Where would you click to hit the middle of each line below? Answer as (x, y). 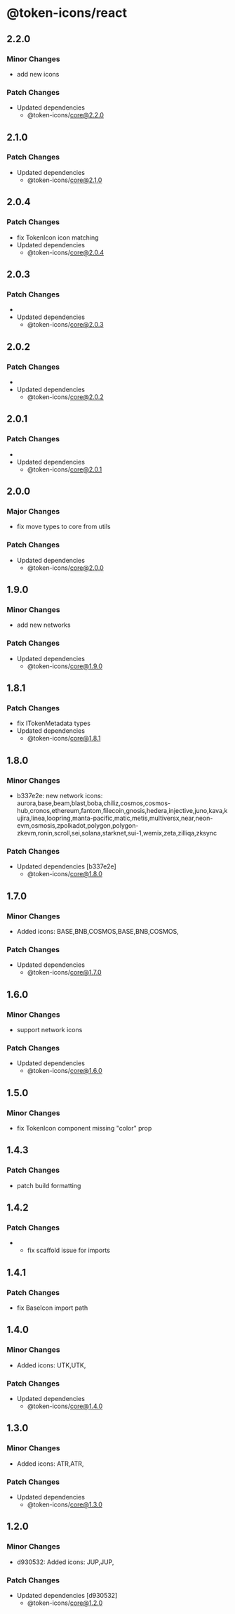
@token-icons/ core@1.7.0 (65, 972)
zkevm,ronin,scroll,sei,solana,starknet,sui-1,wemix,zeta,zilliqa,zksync (117, 833)
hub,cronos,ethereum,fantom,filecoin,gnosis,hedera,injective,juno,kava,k (122, 810)
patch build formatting (49, 1185)
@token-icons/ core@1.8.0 (65, 874)
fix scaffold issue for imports (68, 1250)
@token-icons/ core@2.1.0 (65, 180)
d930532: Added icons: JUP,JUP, (65, 1562)
